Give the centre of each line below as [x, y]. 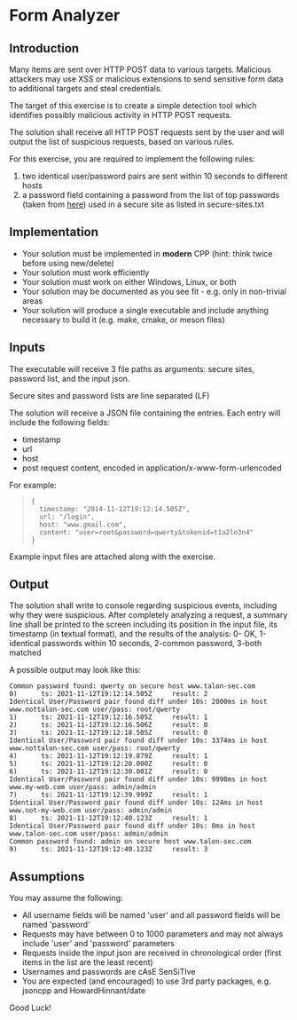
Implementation [54, 232]
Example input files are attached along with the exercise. [113, 557]
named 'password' [56, 925]
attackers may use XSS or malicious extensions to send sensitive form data [146, 79]
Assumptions [47, 877]
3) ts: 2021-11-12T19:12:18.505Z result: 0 [109, 733]
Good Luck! [30, 1008]
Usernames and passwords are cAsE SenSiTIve [109, 972]
